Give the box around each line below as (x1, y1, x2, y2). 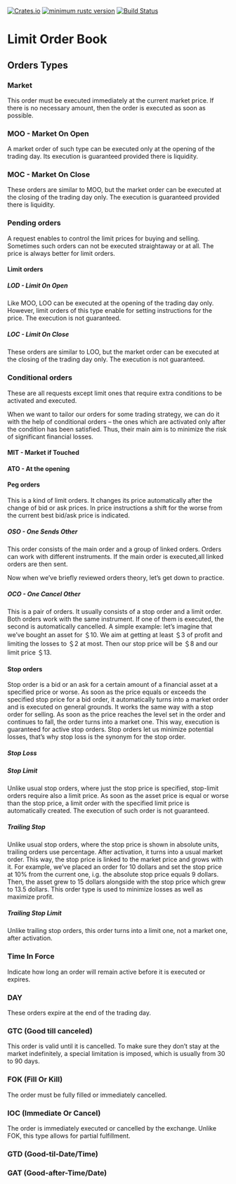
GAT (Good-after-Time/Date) (7, 1168, 107, 1178)
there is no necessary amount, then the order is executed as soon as (7, 103, 206, 112)
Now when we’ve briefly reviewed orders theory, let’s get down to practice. (7, 573, 225, 581)
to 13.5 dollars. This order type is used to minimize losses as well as (7, 885, 203, 894)
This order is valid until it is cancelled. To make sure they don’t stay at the (7, 1042, 220, 1050)
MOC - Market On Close (7, 169, 90, 179)
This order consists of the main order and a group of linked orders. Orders (7, 545, 222, 553)
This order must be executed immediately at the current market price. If (7, 96, 214, 105)
